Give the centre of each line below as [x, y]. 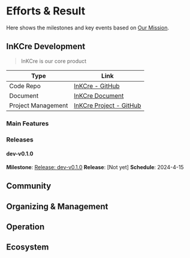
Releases [20, 139]
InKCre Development [46, 46]
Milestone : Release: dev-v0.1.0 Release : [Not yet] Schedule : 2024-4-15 [95, 167]
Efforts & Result [46, 11]
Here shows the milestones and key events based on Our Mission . [88, 28]
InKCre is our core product [54, 61]
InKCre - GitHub [97, 86]
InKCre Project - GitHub [108, 105]
